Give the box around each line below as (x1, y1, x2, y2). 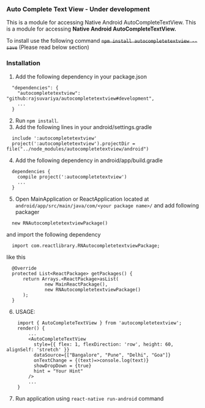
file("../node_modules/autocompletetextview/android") (6, 146, 149, 152)
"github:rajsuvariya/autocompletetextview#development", (6, 95, 155, 102)
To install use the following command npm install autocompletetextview (6, 37, 190, 45)
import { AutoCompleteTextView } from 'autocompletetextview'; (17, 320, 182, 326)
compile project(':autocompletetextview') (17, 174, 127, 180)
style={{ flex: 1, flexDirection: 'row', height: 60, (33, 341, 174, 347)
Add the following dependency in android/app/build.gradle (15, 157, 163, 164)
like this (6, 253, 26, 261)
